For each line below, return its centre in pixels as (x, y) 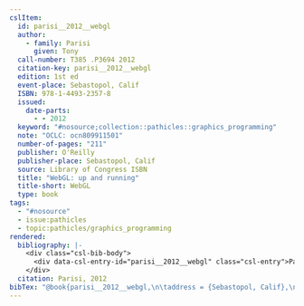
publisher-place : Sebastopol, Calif (86, 161)
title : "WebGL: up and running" (79, 177)
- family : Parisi (58, 43)
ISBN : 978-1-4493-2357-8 (64, 93)
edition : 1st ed (48, 77)
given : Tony (56, 52)
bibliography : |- (50, 245)
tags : (19, 203)
